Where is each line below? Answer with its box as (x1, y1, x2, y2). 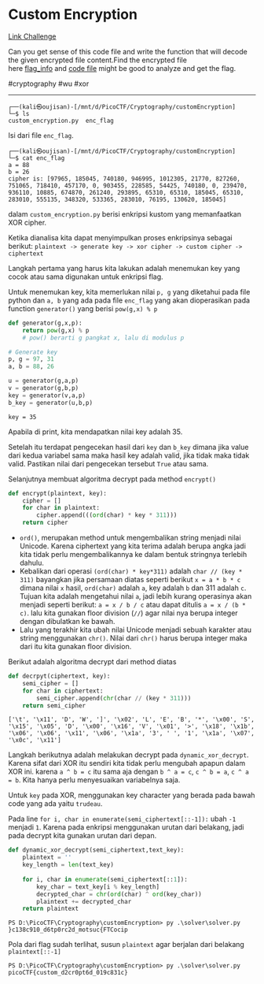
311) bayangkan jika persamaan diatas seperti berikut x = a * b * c (19, 575, 241, 585)
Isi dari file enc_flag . (8, 130, 75, 139)
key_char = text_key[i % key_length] (36, 882, 159, 891)
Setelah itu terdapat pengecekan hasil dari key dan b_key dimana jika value (8, 442, 249, 451)
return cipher (22, 518, 68, 527)
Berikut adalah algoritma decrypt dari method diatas (8, 657, 177, 667)
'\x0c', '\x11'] (8, 737, 61, 744)
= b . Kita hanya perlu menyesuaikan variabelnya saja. (8, 775, 181, 785)
